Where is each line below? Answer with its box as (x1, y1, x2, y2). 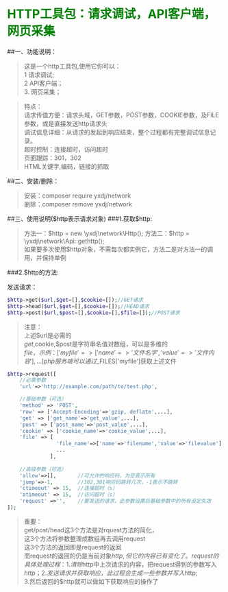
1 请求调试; (23, 70, 55, 79)
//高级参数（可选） (19, 466, 67, 473)
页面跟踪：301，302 (23, 154, 81, 162)
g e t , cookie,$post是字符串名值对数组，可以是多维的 (23, 340, 168, 348)
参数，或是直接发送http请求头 (23, 119, 107, 128)
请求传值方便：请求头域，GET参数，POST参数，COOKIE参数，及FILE (23, 110, 219, 119)
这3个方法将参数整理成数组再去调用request (23, 534, 146, 543)
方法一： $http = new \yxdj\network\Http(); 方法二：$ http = (23, 229, 190, 237)
